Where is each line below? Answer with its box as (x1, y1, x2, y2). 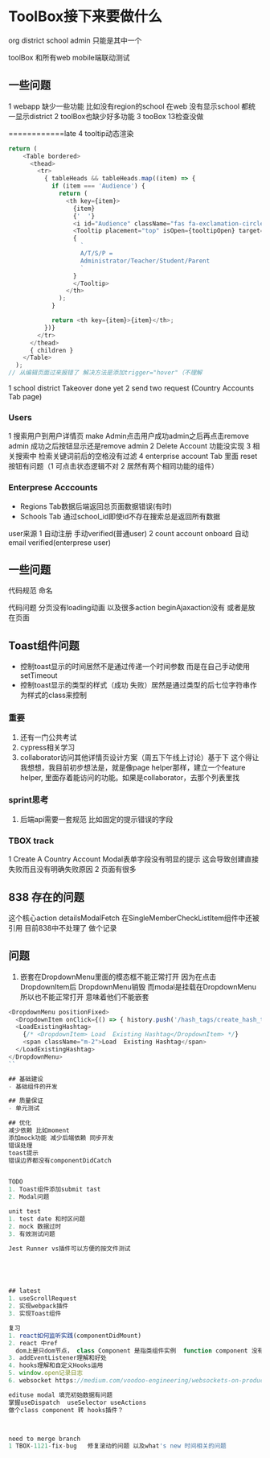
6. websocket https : (8, 1377, 78, 1385)
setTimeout (19, 671, 58, 680)
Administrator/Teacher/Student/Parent (80, 257, 211, 265)
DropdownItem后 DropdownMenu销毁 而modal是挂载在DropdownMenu (19, 981, 257, 991)
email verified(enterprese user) (8, 537, 111, 547)
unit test (8, 1208, 42, 1216)
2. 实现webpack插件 (8, 1302, 69, 1311)
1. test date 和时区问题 (8, 1215, 86, 1223)
